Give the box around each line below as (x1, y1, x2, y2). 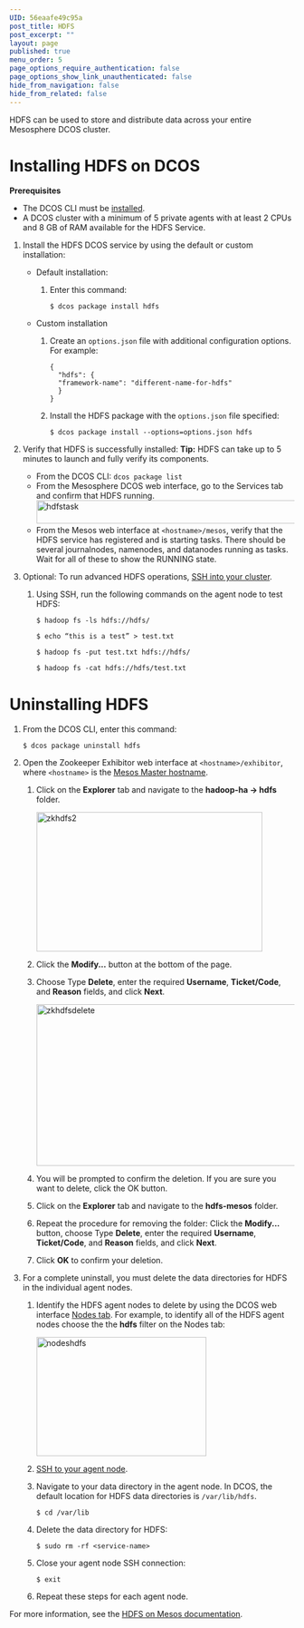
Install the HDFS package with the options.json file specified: (49, 410, 280, 422)
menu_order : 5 (9, 55, 63, 64)
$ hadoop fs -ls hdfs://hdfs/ (35, 616, 151, 626)
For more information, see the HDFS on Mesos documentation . (9, 1609, 243, 1620)
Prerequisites (9, 185, 62, 196)
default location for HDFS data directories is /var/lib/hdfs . (35, 1491, 257, 1502)
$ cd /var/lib (35, 1508, 90, 1517)
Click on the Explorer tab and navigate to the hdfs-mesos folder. (35, 1201, 279, 1212)
